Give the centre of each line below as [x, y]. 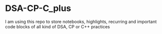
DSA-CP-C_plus [38, 8]
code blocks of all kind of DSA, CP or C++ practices [58, 26]
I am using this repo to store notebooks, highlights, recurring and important [81, 22]
